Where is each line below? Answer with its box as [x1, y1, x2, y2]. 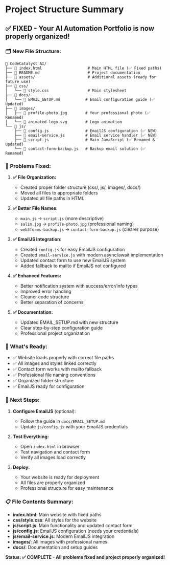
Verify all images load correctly [20, 454, 86, 460]
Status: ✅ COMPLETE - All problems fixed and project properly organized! [5, 554, 165, 560]
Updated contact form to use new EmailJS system [20, 257, 126, 264]
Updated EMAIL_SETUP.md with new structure [20, 319, 118, 325]
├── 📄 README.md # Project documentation [5, 70, 140, 75]
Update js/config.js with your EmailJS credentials [20, 423, 128, 429]
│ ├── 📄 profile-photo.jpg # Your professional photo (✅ [5, 110, 151, 116]
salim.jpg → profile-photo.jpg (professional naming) [20, 221, 134, 227]
